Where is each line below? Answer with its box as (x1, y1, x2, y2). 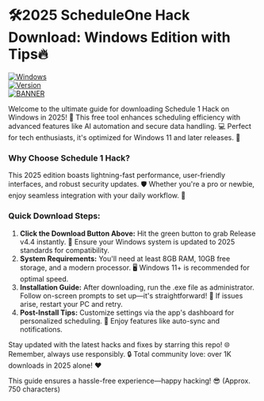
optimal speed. (19, 274, 69, 283)
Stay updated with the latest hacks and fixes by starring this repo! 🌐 (8, 339, 231, 349)
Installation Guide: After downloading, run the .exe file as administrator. (19, 282, 255, 292)
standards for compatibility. (19, 245, 109, 255)
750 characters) (8, 384, 61, 394)
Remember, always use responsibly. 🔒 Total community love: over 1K (8, 349, 231, 358)
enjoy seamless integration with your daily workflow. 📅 (8, 191, 186, 200)
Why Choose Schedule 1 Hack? (8, 152, 131, 163)
